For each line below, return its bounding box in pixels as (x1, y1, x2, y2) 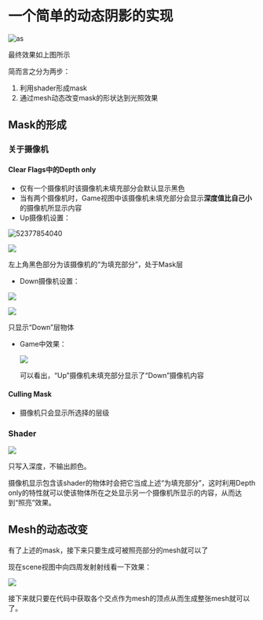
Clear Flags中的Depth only (8, 164, 97, 174)
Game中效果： (19, 339, 67, 349)
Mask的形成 (8, 119, 67, 132)
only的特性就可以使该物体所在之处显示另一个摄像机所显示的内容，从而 (8, 488, 236, 497)
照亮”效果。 (18, 497, 57, 507)
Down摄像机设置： (19, 277, 80, 286)
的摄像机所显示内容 (19, 204, 82, 213)
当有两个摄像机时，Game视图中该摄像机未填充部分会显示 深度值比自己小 (19, 193, 253, 203)
